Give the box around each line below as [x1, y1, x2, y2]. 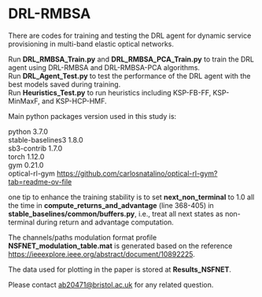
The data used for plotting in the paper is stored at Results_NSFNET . [8, 265, 232, 274]
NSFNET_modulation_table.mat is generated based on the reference [8, 241, 233, 251]
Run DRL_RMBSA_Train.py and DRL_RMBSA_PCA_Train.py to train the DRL [8, 54, 254, 64]
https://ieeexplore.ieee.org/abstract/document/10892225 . [8, 249, 195, 258]
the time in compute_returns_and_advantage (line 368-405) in [8, 200, 214, 210]
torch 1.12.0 [8, 151, 45, 161]
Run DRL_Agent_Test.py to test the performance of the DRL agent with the [8, 71, 251, 80]
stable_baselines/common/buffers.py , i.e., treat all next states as [8, 209, 223, 218]
